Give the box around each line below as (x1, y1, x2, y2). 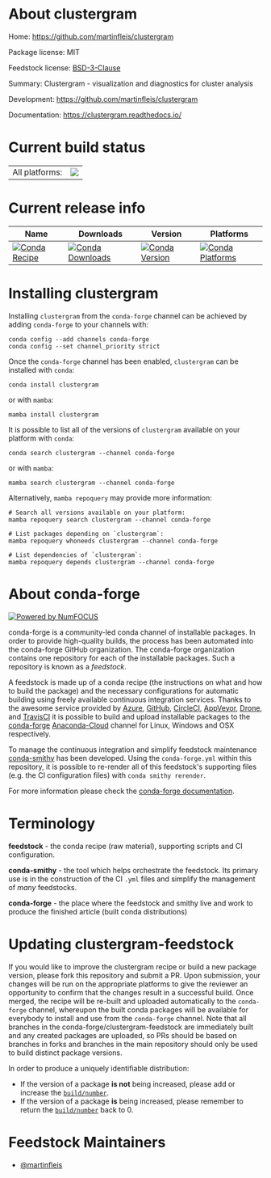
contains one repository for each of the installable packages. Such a (8, 652, 236, 663)
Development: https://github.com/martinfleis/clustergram (8, 94, 198, 103)
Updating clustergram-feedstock (8, 935, 234, 953)
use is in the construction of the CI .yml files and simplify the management (8, 874, 256, 884)
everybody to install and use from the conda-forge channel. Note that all (8, 1013, 247, 1023)
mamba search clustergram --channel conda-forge (8, 479, 175, 487)
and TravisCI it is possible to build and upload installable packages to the (8, 711, 251, 721)
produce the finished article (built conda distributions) (8, 906, 188, 916)
